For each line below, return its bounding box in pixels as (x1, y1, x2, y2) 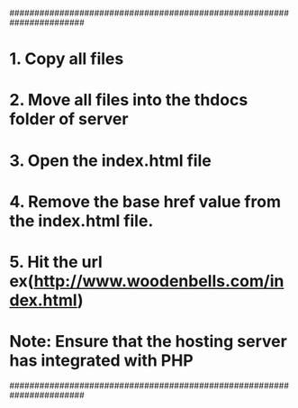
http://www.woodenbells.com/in (33, 270, 284, 291)
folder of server (9, 109, 129, 130)
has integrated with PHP (9, 350, 194, 371)
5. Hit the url (9, 251, 104, 272)
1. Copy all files (9, 49, 124, 69)
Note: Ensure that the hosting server (9, 331, 288, 352)
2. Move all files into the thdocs (9, 90, 248, 111)
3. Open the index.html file (9, 150, 212, 170)
